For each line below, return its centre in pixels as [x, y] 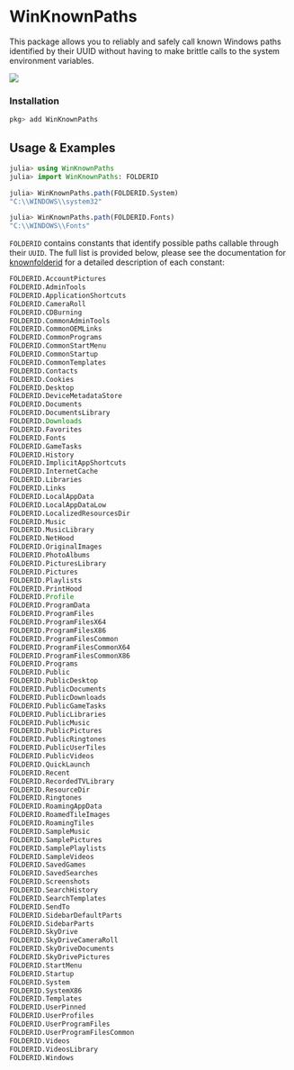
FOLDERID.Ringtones [46, 798]
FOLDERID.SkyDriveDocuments [62, 949]
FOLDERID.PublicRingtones [58, 739]
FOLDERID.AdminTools [48, 287]
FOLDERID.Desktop [42, 388]
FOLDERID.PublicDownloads [58, 697]
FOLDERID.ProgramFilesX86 [58, 630]
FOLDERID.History [42, 455]
